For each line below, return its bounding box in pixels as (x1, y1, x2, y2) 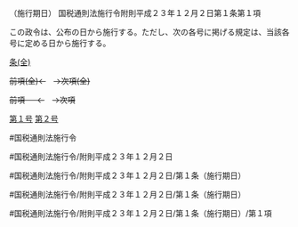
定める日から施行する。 (24, 38, 111, 48)
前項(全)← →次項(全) (9, 76, 91, 86)
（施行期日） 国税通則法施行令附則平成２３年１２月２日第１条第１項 (9, 8, 261, 18)
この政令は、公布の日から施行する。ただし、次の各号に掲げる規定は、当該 (9, 27, 282, 37)
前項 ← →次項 (9, 94, 76, 105)
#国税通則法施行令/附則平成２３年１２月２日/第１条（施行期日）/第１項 (9, 208, 272, 218)
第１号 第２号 (9, 114, 59, 124)
